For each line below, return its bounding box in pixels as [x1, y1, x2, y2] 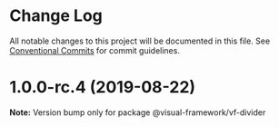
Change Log [9, 5, 103, 26]
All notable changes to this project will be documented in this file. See [9, 35, 271, 46]
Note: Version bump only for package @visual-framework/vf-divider [9, 106, 266, 118]
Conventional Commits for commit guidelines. [9, 44, 180, 55]
